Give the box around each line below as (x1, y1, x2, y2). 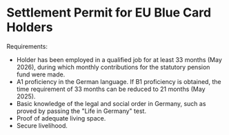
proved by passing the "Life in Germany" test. (16, 107, 146, 115)
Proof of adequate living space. (16, 114, 106, 122)
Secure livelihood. (16, 121, 68, 129)
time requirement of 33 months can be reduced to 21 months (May (16, 85, 206, 93)
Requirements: (6, 42, 48, 50)
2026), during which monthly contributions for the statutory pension (16, 63, 210, 71)
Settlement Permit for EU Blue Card (6, 5, 212, 21)
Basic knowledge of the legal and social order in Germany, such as (16, 99, 206, 107)
